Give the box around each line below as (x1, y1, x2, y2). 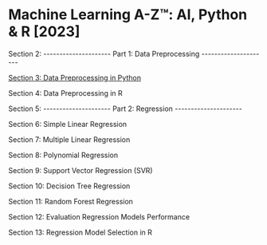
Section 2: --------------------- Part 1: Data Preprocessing (8, 49, 200, 58)
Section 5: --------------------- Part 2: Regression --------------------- (8, 104, 243, 113)
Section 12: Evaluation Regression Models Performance (8, 211, 190, 221)
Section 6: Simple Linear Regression (8, 119, 128, 128)
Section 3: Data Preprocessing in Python (8, 73, 142, 82)
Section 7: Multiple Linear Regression (8, 134, 131, 144)
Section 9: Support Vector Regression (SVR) (8, 165, 153, 175)
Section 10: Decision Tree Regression (8, 181, 131, 191)
